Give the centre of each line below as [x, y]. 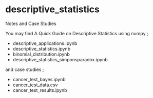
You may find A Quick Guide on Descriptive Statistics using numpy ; [77, 33]
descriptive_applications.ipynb [45, 43]
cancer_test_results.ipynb [40, 90]
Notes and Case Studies [31, 23]
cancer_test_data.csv [35, 85]
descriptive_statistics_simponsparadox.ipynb [60, 59]
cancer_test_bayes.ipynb [39, 79]
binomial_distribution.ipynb [41, 54]
